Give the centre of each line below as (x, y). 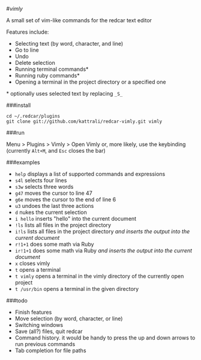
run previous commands (45, 344)
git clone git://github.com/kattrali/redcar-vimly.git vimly (84, 121)
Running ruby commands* (47, 75)
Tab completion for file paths (50, 350)
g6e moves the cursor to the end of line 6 (65, 200)
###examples (23, 162)
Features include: (28, 32)
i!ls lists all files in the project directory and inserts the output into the (102, 231)
